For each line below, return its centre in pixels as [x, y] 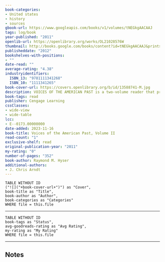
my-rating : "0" [21, 151]
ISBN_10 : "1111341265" [33, 83]
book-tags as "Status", [29, 222]
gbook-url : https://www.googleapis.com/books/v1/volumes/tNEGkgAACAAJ [79, 28]
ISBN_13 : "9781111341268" [36, 78]
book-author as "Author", [31, 196]
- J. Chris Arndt [23, 170]
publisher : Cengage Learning [35, 101]
